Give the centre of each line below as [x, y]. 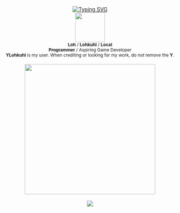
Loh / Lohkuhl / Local [90, 45]
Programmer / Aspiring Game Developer [90, 50]
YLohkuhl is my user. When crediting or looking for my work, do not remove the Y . [90, 55]
